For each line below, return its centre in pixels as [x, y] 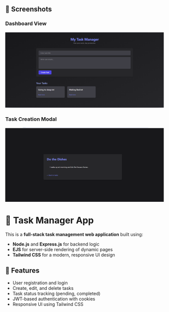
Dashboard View [26, 24]
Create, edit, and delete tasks [43, 288]
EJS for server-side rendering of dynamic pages [63, 249]
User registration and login [40, 283]
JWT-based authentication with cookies [54, 299]
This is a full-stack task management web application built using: [74, 234]
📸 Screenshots [29, 9]
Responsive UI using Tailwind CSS [48, 304]
